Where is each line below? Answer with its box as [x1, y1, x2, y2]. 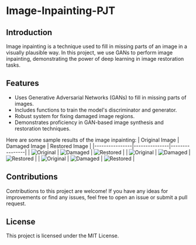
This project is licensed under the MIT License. [6, 232, 119, 239]
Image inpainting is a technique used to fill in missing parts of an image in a [6, 43, 187, 50]
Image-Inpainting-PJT [6, 4, 116, 18]
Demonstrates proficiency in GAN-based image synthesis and [14, 119, 164, 126]
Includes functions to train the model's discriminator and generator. [14, 106, 177, 113]
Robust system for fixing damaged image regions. [14, 112, 135, 119]
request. [6, 200, 26, 207]
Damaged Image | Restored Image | [6, 142, 92, 150]
